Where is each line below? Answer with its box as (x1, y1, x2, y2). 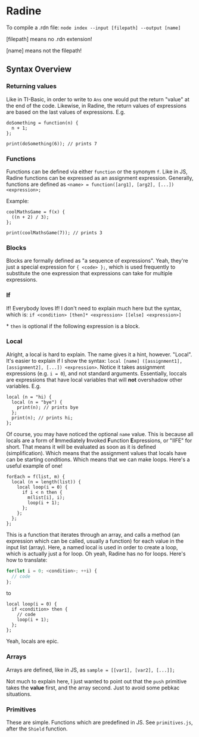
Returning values (6, 82, 57, 91)
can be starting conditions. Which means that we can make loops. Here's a (6, 456, 190, 463)
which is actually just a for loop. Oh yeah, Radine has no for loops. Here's (6, 550, 186, 557)
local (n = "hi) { (6, 394, 52, 400)
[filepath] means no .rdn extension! (6, 35, 92, 42)
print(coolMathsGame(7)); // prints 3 (6, 229, 102, 236)
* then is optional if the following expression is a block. (6, 322, 140, 329)
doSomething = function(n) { (6, 120, 79, 126)
